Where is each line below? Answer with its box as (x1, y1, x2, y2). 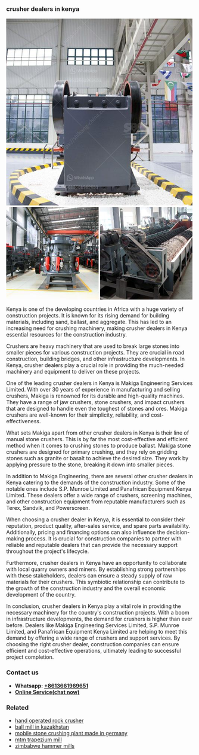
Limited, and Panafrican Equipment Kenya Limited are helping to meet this (6, 628, 188, 635)
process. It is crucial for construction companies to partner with (25, 535, 182, 542)
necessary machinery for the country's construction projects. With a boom (6, 609, 189, 616)
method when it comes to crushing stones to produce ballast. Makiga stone (6, 442, 192, 450)
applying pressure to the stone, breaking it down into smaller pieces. (6, 461, 175, 468)
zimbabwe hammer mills (14, 742, 75, 749)
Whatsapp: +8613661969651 (14, 682, 88, 689)
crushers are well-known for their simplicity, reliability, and (6, 411, 150, 418)
